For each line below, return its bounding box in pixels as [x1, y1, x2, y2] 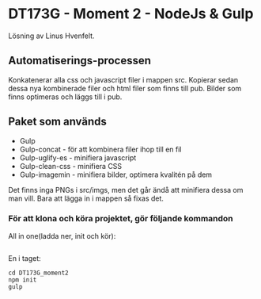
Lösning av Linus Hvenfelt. [8, 31, 95, 40]
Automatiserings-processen [8, 54, 152, 67]
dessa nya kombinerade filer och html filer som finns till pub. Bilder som [8, 83, 242, 93]
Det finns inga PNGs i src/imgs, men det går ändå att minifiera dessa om [8, 185, 244, 194]
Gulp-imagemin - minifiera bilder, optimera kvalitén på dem [19, 170, 212, 179]
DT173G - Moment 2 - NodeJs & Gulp [8, 5, 254, 23]
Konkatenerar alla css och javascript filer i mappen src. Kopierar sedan [8, 75, 239, 84]
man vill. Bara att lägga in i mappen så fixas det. [8, 194, 165, 203]
